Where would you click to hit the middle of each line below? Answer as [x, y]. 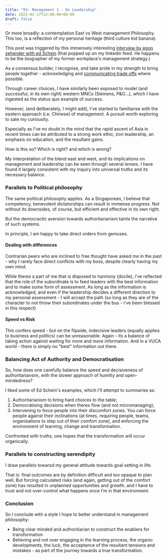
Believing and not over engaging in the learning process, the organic [83, 540]
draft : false [19, 19]
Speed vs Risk [20, 320]
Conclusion [19, 503]
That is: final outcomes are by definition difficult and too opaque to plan [79, 475]
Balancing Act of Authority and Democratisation [65, 359]
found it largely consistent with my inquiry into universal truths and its [77, 169]
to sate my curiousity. [27, 119]
